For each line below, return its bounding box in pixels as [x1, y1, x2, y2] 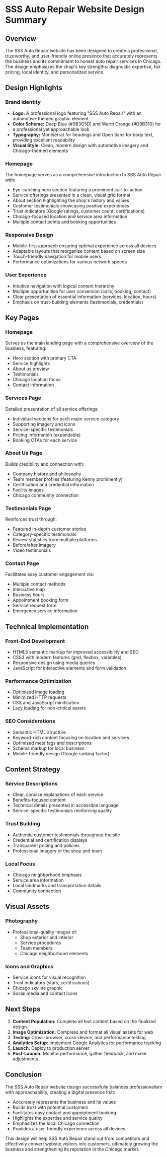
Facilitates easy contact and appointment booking [12, 1109, 117, 1116]
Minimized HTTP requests [12, 694, 67, 700]
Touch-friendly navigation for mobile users [12, 253, 102, 260]
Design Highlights [5, 84, 63, 92]
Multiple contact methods [12, 581, 66, 587]
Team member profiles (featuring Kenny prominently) [12, 476, 123, 482]
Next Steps [5, 1005, 41, 1014]
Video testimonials [12, 547, 51, 553]
